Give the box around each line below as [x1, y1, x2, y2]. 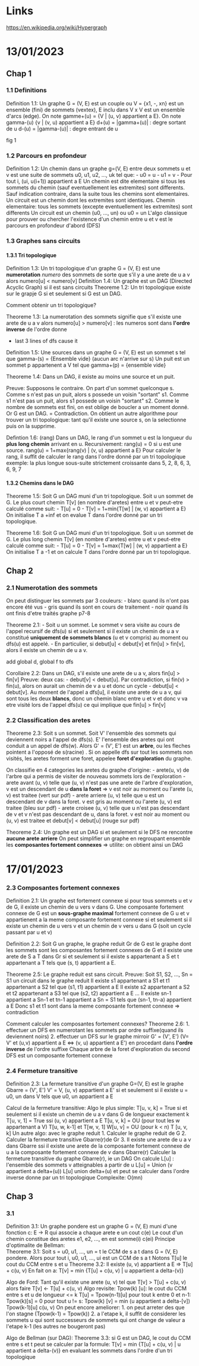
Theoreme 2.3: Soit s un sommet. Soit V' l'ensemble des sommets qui [6, 729, 176, 737]
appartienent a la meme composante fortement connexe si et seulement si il [6, 916, 192, 923]
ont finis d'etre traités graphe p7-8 [6, 610, 91, 617]
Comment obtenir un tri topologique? [6, 302, 97, 309]
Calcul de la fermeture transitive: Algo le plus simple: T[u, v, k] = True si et [6, 1105, 188, 1112]
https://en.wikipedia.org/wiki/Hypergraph [6, 24, 108, 31]
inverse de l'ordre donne [6, 326, 67, 333]
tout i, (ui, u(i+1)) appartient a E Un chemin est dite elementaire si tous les [6, 177, 186, 185]
